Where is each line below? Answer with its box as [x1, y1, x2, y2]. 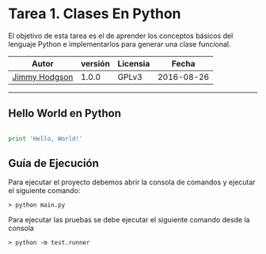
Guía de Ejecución [8, 157, 99, 170]
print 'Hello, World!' [8, 135, 83, 142]
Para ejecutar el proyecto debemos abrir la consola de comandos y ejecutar [8, 177, 256, 187]
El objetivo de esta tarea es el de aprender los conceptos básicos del [8, 31, 234, 40]
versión [80, 58, 111, 69]
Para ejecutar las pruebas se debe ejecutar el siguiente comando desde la [8, 215, 251, 225]
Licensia [117, 58, 150, 69]
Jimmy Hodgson [12, 71, 74, 82]
